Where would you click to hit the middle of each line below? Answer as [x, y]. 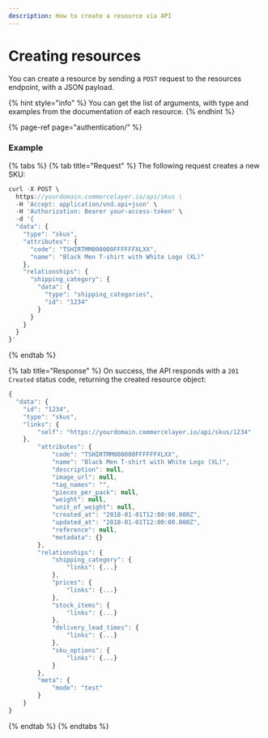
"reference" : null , [84, 530]
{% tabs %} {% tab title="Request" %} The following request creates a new [134, 165]
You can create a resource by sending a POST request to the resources [125, 79]
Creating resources [75, 55]
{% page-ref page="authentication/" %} [76, 127]
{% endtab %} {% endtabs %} [59, 726]
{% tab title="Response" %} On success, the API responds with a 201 [124, 371]
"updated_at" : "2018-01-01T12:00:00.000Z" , [126, 523]
